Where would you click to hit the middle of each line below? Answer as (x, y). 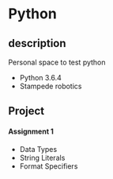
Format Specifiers (49, 166)
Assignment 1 (31, 131)
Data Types (38, 149)
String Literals (42, 158)
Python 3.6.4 (40, 78)
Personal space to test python (57, 62)
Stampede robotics (51, 86)
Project (26, 111)
